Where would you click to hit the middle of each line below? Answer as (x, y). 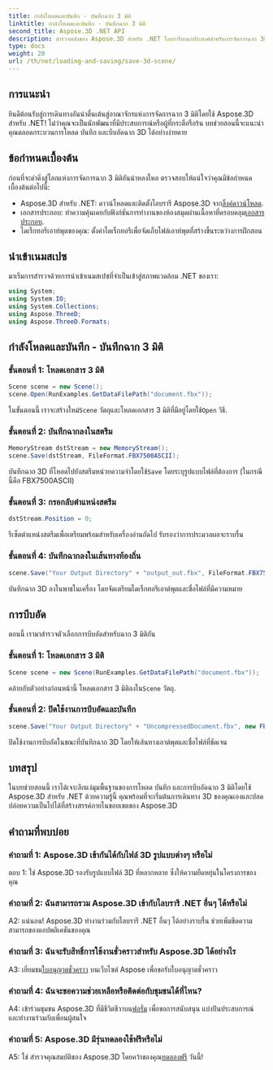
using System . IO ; (38, 299)
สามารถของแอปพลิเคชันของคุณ (50, 930)
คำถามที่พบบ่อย (39, 832)
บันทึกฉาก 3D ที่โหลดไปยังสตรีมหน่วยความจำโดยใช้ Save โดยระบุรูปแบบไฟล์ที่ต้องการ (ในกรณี (135, 471)
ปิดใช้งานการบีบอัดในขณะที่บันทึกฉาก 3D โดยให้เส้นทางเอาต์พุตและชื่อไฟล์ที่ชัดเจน (118, 742)
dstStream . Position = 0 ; (50, 519)
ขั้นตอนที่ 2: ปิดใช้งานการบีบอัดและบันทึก (72, 709)
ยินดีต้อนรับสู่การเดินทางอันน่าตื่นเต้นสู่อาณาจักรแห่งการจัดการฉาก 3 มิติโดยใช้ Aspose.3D (131, 114)
